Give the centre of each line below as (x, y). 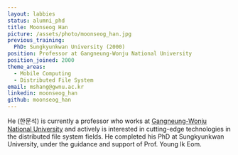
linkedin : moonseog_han (43, 93)
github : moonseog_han (39, 100)
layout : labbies (31, 14)
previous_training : (36, 41)
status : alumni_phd (36, 21)
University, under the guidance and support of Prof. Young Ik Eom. (104, 144)
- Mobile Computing (43, 73)
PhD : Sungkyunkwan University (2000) (70, 47)
